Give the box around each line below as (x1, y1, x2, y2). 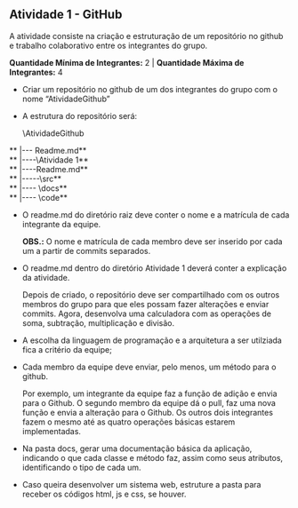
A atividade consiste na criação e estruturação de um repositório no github (9, 30, 284, 41)
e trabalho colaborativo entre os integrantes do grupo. (9, 40, 208, 51)
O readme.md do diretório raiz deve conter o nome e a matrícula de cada (21, 209, 290, 220)
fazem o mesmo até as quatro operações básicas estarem (21, 417, 236, 427)
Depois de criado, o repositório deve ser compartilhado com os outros (21, 289, 280, 300)
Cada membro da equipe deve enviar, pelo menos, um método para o (21, 361, 277, 372)
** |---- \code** (9, 192, 68, 202)
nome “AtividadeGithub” (21, 93, 110, 104)
